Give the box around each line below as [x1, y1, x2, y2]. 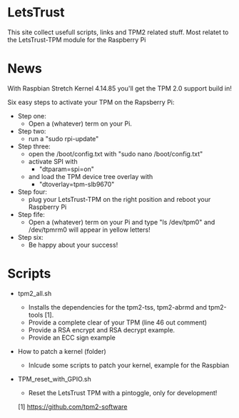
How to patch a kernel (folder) [17, 347, 107, 355]
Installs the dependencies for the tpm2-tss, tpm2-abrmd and [28, 302, 207, 311]
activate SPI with [28, 157, 78, 165]
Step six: [17, 233, 44, 241]
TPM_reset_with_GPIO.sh [17, 374, 91, 383]
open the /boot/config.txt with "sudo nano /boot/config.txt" [28, 149, 203, 158]
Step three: [17, 142, 51, 151]
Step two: [17, 126, 46, 136]
